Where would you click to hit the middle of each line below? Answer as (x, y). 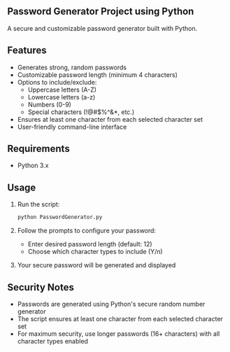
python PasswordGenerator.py (60, 217)
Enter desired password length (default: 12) (90, 244)
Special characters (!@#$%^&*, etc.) (81, 112)
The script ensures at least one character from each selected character (120, 318)
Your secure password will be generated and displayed (96, 265)
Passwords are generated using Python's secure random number (111, 304)
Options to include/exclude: (57, 82)
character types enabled (53, 341)
